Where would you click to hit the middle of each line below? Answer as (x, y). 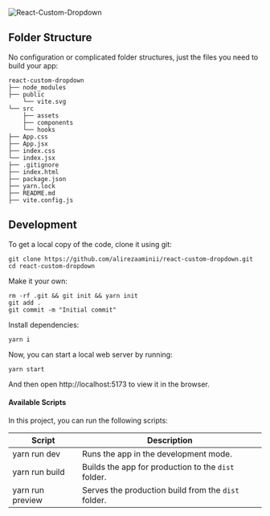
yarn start (27, 369)
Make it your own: (38, 281)
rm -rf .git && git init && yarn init (73, 295)
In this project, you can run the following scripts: (88, 420)
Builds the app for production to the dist (158, 467)
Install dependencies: (44, 324)
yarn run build (39, 472)
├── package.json (37, 179)
